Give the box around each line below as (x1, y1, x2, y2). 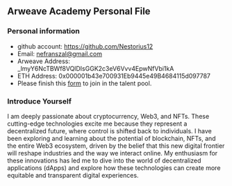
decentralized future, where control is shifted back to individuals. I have (7, 126, 212, 135)
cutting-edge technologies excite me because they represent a (7, 119, 188, 128)
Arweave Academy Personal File (7, 6, 151, 17)
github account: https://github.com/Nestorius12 (17, 42, 154, 51)
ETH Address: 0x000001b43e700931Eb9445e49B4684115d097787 (17, 71, 210, 80)
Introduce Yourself (7, 96, 72, 106)
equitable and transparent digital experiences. (7, 171, 139, 179)
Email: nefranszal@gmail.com (17, 49, 103, 58)
